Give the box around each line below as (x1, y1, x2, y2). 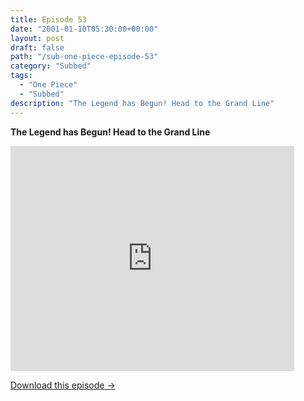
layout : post (10, 33, 65, 43)
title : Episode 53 (10, 14, 87, 25)
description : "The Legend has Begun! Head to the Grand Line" (10, 98, 275, 108)
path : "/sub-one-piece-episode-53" (10, 52, 159, 62)
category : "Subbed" (10, 61, 92, 71)
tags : (10, 71, 33, 81)
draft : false (10, 42, 65, 53)
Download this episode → (10, 379, 116, 391)
